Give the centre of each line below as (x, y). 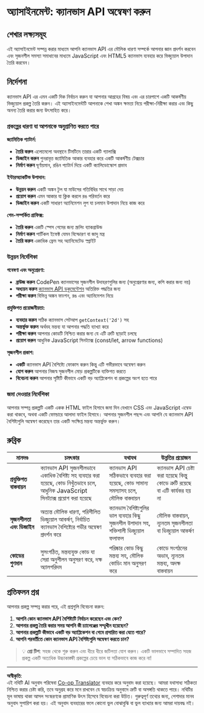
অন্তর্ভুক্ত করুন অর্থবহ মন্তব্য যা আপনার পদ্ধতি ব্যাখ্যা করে (62, 327)
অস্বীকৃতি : (15, 676)
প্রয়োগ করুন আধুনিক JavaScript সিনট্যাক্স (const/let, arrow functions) (89, 340)
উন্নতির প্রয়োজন (176, 458)
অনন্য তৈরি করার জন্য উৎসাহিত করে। (39, 110)
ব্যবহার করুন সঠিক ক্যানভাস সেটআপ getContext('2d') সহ (72, 320)
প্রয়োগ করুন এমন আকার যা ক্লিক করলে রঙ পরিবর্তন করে (63, 196)
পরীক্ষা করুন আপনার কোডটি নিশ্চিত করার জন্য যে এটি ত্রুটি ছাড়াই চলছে (76, 333)
